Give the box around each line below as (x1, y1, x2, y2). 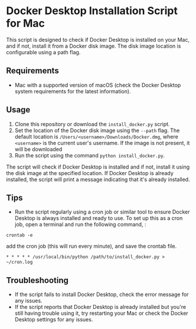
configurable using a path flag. (6, 48, 81, 55)
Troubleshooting (6, 275, 69, 285)
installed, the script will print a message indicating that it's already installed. (6, 176, 190, 183)
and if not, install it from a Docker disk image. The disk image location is (6, 42, 181, 50)
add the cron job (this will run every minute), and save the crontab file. (6, 243, 177, 250)
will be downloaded (14, 146, 63, 153)
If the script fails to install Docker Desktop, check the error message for (14, 291, 189, 298)
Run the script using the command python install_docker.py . (14, 152, 165, 159)
